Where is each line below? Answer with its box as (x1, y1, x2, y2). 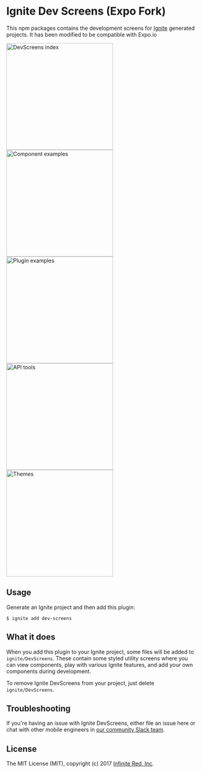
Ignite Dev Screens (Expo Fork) (6, 4, 166, 18)
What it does (6, 632, 56, 643)
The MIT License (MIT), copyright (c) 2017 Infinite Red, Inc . (6, 760, 154, 768)
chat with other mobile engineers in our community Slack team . (6, 726, 165, 733)
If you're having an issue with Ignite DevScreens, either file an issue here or (6, 719, 196, 727)
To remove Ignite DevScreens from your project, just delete (6, 679, 155, 686)
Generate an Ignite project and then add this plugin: (6, 604, 136, 611)
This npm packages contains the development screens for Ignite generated (6, 24, 195, 32)
